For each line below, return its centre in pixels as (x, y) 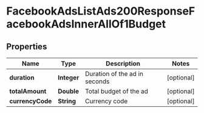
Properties (27, 46)
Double (68, 91)
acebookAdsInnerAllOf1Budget (86, 24)
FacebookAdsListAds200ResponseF (101, 11)
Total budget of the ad (117, 91)
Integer (68, 77)
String (66, 101)
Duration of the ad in (114, 74)
